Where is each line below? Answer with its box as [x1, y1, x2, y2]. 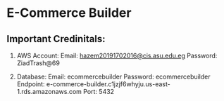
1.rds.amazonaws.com [16, 88, 82, 95]
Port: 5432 [83, 88, 114, 95]
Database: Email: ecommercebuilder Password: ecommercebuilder [16, 72, 211, 81]
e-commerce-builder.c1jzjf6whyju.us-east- [46, 80, 170, 88]
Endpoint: [16, 80, 45, 88]
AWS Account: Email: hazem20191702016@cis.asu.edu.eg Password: [16, 51, 218, 60]
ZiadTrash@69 [16, 59, 61, 67]
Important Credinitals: [6, 33, 106, 45]
